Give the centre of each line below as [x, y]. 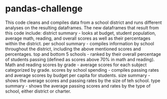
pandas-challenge [44, 9]
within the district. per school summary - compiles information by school [80, 43]
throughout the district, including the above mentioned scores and [73, 49]
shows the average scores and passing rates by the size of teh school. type [83, 81]
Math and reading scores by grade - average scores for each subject [76, 65]
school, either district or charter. [38, 91]
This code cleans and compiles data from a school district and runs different [83, 22]
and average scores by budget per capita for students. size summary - [78, 75]
